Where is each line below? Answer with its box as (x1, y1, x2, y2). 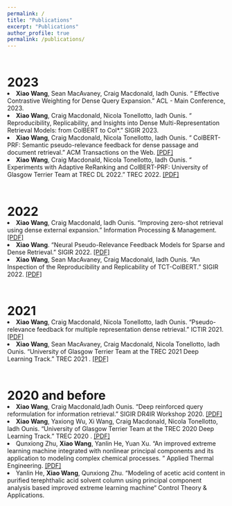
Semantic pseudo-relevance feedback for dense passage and (21, 141, 199, 149)
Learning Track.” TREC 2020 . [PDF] (7, 432, 111, 440)
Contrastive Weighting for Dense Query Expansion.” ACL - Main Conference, (7, 96, 226, 105)
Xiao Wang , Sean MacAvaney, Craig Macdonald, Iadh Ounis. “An (16, 255, 200, 264)
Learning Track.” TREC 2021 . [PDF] (7, 355, 109, 363)
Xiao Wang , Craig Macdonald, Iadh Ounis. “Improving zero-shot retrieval (16, 218, 224, 226)
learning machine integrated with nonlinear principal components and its (7, 446, 214, 455)
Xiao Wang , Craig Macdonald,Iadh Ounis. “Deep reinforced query (16, 402, 204, 410)
